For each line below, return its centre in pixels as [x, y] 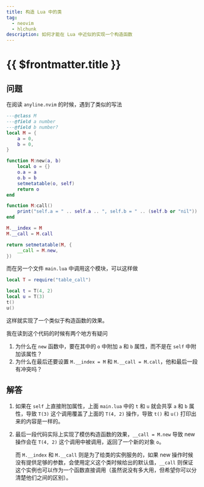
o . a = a [27, 172]
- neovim [23, 23]
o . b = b [27, 178]
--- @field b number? [33, 127]
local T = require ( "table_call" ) [49, 280]
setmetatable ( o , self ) [46, 183]
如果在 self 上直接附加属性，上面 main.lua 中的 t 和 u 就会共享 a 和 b [101, 406]
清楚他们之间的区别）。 [43, 477]
